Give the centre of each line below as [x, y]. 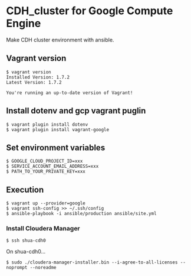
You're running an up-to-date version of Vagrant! [70, 93]
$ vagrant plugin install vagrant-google [58, 129]
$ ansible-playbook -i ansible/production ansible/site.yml [82, 214]
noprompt [17, 268]
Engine [24, 23]
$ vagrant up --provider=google [46, 203]
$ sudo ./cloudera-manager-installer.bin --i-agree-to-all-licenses [92, 262]
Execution [25, 189]
